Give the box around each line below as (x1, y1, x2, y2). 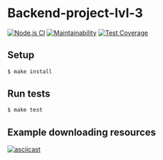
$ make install (7, 68, 53, 75)
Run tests (7, 87, 51, 100)
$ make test (7, 107, 43, 114)
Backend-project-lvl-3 (7, 5, 144, 21)
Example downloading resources (7, 126, 157, 138)
